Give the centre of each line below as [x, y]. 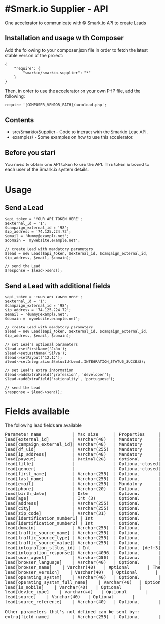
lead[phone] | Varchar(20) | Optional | [83, 489]
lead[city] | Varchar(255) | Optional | [83, 509]
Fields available [38, 411]
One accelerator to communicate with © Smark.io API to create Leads [76, 23]
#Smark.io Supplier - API [56, 9]
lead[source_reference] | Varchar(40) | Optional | [83, 602]
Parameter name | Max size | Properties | [83, 435]
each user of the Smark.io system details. [47, 170]
